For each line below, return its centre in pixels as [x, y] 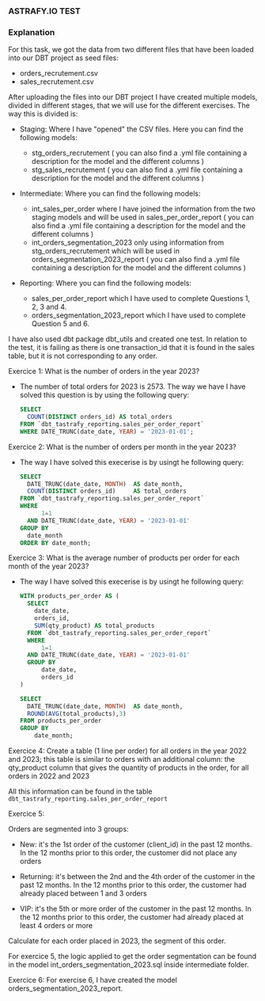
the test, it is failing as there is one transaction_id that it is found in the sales [132, 348]
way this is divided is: [43, 114]
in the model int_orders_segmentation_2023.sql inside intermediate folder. [129, 965]
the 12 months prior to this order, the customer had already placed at [131, 917]
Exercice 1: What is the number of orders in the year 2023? [104, 371]
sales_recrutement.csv [57, 82]
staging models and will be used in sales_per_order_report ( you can [143, 217]
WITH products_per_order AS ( [70, 596]
